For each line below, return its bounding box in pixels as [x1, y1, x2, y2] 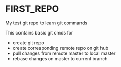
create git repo [12, 39, 45, 46]
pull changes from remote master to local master [12, 50, 116, 56]
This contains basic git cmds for [5, 29, 73, 36]
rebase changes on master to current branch [12, 55, 108, 61]
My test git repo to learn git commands [5, 20, 88, 26]
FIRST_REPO [5, 3, 59, 15]
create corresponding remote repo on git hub [12, 45, 109, 51]
